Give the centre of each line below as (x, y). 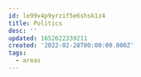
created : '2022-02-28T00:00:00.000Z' (71, 46)
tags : (17, 53)
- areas (28, 61)
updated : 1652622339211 (48, 38)
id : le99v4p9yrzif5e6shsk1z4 (57, 16)
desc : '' (23, 30)
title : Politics (35, 23)
